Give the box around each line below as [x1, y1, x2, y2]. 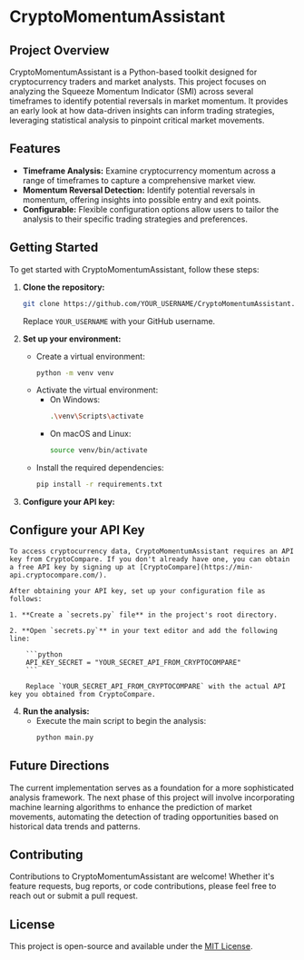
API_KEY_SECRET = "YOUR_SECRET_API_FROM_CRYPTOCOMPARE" [25, 658, 242, 667]
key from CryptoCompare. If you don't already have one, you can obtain [9, 554, 290, 564]
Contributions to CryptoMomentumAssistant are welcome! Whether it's [9, 871, 275, 882]
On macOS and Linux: [49, 429, 132, 440]
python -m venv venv [35, 368, 114, 378]
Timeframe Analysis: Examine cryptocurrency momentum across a [22, 165, 277, 176]
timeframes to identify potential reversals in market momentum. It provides [9, 95, 289, 106]
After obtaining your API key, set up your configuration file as [9, 586, 266, 596]
